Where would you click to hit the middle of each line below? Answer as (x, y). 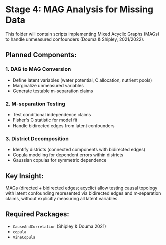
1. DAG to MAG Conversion (38, 69)
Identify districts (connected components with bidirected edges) (79, 150)
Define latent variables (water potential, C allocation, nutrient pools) (82, 80)
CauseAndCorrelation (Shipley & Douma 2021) (59, 226)
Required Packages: (37, 214)
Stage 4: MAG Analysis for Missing (79, 9)
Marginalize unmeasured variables (48, 85)
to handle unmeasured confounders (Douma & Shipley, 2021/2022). (75, 39)
